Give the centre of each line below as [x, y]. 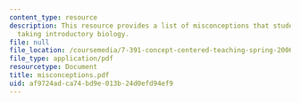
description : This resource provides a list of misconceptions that [139, 26]
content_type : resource [54, 17]
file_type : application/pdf [62, 59]
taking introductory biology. [73, 34]
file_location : [37, 51]
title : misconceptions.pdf [59, 75]
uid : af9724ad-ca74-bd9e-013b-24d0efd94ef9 [92, 83]
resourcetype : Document [54, 67]
